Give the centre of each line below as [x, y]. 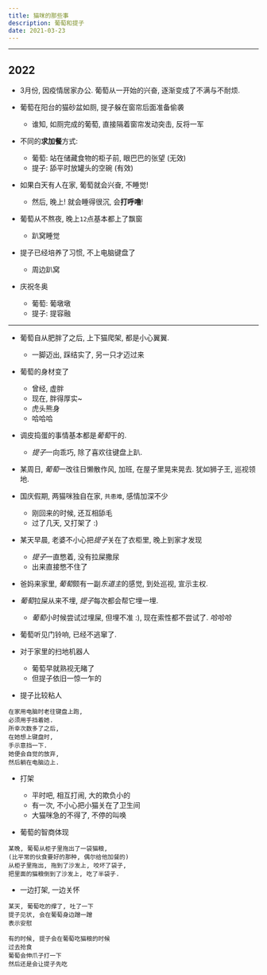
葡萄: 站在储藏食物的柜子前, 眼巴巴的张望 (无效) [109, 158]
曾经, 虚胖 [48, 389]
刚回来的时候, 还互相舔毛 [72, 513]
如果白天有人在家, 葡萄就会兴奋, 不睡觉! [84, 185]
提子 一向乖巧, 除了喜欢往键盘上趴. [87, 452]
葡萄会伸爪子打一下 [35, 956]
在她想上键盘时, [31, 738]
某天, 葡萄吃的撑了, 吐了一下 [51, 906]
